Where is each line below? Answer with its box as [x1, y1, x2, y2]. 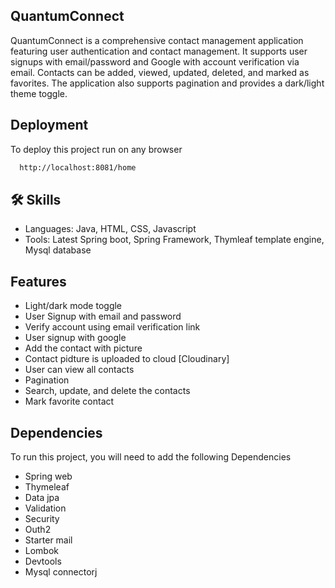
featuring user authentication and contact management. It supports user [10, 45, 308, 57]
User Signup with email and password [24, 310, 182, 323]
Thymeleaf [24, 480, 70, 493]
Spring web [24, 470, 73, 482]
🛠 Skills [10, 191, 62, 208]
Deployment [10, 117, 89, 134]
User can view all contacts [24, 364, 135, 376]
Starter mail [24, 534, 73, 546]
